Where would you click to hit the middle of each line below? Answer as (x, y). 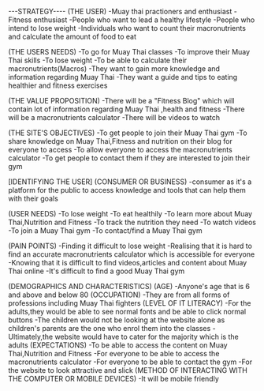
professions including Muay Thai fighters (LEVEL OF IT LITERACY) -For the (130, 303)
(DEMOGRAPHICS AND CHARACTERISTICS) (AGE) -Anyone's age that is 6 (129, 286)
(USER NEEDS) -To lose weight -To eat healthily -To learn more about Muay (130, 214)
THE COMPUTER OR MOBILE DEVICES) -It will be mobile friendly (113, 379)
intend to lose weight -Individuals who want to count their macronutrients (127, 28)
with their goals (33, 198)
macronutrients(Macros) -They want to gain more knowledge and (114, 69)
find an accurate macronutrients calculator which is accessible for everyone (132, 254)
